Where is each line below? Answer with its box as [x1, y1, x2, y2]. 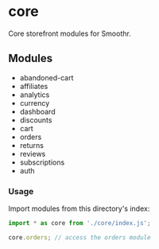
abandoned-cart [19, 72, 74, 82]
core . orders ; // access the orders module [8, 233, 151, 241]
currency [19, 98, 50, 107]
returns [19, 140, 45, 150]
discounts [19, 115, 52, 125]
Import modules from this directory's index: [8, 204, 150, 213]
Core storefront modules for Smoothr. [8, 29, 131, 38]
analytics [19, 90, 50, 99]
